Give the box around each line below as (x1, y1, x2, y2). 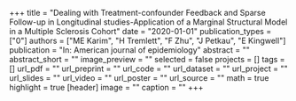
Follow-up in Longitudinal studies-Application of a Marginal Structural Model (9, 17, 288, 27)
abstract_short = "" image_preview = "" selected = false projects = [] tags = (9, 54, 285, 64)
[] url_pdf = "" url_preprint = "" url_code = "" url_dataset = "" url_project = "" (9, 63, 288, 74)
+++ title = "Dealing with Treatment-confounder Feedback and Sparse (9, 8, 266, 18)
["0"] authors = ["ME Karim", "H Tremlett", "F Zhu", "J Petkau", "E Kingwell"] (9, 35, 286, 46)
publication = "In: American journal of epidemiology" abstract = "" (9, 45, 251, 55)
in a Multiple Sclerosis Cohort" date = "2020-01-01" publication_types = (9, 26, 272, 36)
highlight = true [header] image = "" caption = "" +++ (9, 83, 204, 92)
